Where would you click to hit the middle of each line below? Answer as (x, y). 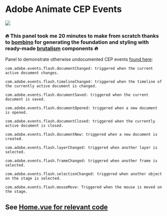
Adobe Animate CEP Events (63, 9)
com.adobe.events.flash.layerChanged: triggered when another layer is (81, 148)
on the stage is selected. (33, 179)
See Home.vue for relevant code (57, 207)
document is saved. (25, 99)
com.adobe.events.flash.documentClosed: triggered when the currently (80, 122)
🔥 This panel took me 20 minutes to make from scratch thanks (82, 36)
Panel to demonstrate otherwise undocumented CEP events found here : (79, 59)
